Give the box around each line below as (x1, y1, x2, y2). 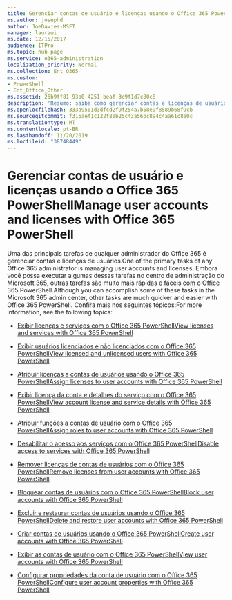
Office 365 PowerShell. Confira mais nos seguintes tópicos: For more (7, 301, 202, 309)
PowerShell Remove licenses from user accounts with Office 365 (17, 468, 200, 476)
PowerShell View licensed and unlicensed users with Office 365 (17, 350, 197, 358)
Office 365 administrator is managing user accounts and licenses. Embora (7, 264, 218, 272)
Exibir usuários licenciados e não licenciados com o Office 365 (17, 342, 197, 350)
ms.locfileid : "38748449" (7, 139, 81, 146)
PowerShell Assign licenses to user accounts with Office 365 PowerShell (17, 377, 222, 386)
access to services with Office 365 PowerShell (17, 447, 151, 455)
